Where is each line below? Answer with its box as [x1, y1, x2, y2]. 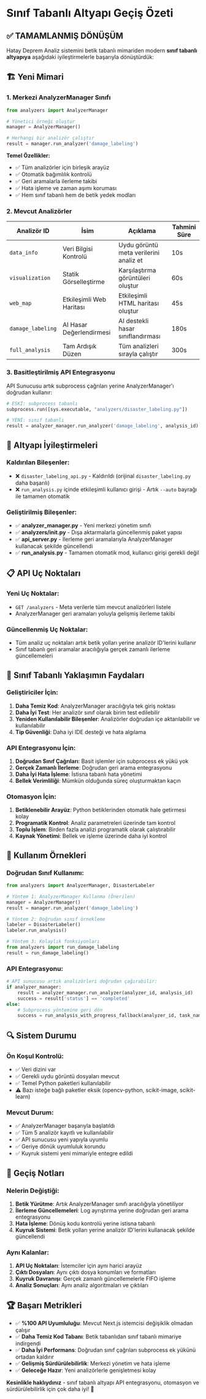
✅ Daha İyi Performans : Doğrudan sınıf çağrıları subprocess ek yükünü [15, 1346, 196, 1354]
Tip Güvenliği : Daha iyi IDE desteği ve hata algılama [15, 728, 147, 735]
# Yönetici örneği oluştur [6, 118, 75, 125]
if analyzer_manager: [6, 984, 62, 991]
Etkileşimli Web [62, 295, 106, 304]
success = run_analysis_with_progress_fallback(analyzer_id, [17, 1013, 177, 1019]
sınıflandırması [118, 332, 161, 340]
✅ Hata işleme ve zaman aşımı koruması [15, 185, 117, 192]
